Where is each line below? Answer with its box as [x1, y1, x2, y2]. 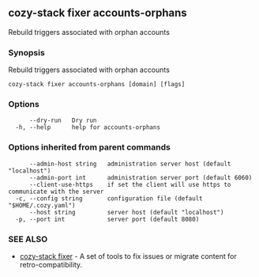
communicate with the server [8, 188, 104, 195]
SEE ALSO [8, 233, 48, 245]
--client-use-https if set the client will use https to [28, 180, 231, 188]
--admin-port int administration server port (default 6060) [28, 173, 253, 181]
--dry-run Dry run [28, 116, 97, 125]
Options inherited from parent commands [8, 142, 171, 153]
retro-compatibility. [19, 260, 83, 269]
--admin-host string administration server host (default [28, 160, 231, 168]
